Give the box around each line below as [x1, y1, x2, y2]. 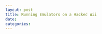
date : [5, 16, 17, 21]
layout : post [5, 7, 33, 12]
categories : [5, 21, 31, 26]
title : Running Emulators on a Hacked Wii [5, 12, 97, 17]
